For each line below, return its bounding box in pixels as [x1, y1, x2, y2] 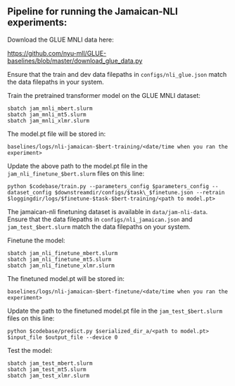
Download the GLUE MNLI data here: [7, 35, 114, 44]
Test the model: [7, 346, 53, 354]
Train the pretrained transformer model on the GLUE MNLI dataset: [7, 91, 201, 99]
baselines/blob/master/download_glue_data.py [7, 56, 143, 65]
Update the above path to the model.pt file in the [7, 161, 148, 170]
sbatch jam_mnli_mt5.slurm [7, 111, 87, 118]
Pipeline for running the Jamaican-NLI [7, 6, 178, 18]
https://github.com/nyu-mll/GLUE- [7, 49, 107, 57]
